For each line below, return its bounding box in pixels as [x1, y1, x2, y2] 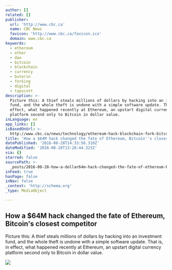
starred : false [5, 155, 38, 160]
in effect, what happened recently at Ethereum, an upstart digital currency [5, 244, 161, 250]
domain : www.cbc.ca [10, 36, 52, 41]
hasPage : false [5, 174, 38, 179]
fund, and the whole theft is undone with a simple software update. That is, [5, 238, 163, 244]
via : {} [5, 150, 22, 155]
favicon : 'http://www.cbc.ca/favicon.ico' [10, 31, 102, 36]
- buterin [10, 74, 31, 79]
